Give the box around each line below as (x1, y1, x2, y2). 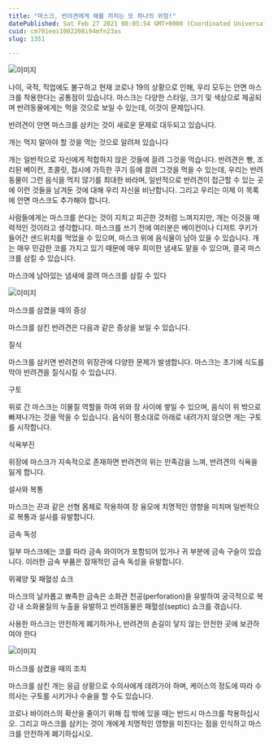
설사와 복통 (8, 485, 44, 494)
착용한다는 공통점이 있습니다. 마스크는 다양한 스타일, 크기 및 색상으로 (23, 93, 240, 103)
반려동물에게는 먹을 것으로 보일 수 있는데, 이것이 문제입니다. (16, 103, 206, 112)
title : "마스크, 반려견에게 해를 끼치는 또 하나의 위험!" (8, 11, 176, 20)
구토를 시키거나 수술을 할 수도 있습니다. (29, 691, 154, 701)
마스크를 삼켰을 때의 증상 (8, 305, 87, 315)
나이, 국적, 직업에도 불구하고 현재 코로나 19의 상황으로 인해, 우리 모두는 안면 (8, 82, 248, 92)
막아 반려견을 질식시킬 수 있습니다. (8, 367, 117, 377)
